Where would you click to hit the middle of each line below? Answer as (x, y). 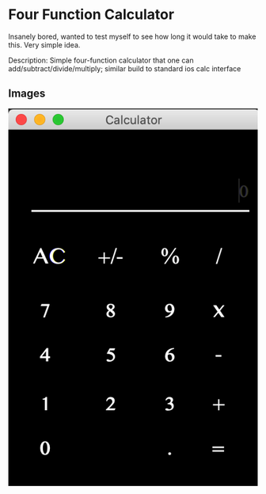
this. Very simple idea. (44, 44)
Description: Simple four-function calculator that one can (101, 60)
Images (27, 94)
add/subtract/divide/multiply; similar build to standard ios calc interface (125, 68)
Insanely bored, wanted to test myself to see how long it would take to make (132, 36)
